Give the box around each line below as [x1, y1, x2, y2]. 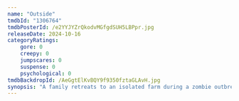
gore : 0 [20, 43, 43, 51]
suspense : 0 [20, 63, 55, 70]
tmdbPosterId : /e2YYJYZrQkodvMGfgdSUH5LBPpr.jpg [7, 23, 154, 31]
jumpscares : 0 [20, 57, 62, 64]
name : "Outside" [7, 10, 55, 18]
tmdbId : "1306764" [7, 17, 62, 24]
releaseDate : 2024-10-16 [7, 30, 81, 38]
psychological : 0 [20, 70, 72, 77]
